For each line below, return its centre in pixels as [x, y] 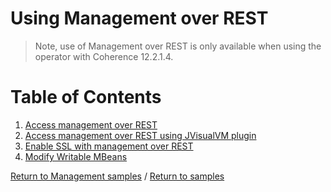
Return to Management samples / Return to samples [117, 176]
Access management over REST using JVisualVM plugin [140, 135]
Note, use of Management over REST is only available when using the [178, 46]
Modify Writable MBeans [76, 156]
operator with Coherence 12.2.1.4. [104, 56]
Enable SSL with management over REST [109, 146]
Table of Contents [86, 97]
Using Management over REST [139, 18]
